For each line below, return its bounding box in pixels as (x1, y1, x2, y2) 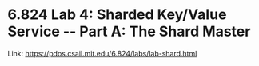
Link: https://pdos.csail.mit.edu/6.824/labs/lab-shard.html (7, 49, 197, 58)
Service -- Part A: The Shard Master (7, 22, 251, 41)
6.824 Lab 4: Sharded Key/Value (7, 6, 227, 24)
